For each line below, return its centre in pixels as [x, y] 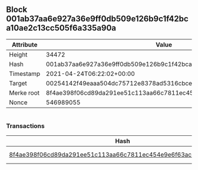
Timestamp [25, 74]
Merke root [24, 92]
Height [18, 54]
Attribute [24, 45]
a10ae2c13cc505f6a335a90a [61, 28]
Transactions [26, 126]
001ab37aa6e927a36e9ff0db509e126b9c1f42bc [97, 19]
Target [18, 83]
